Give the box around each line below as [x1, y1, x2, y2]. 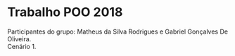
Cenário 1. [7, 42, 37, 50]
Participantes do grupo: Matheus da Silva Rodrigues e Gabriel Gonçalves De [7, 27, 229, 36]
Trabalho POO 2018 [7, 4, 123, 20]
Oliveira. [7, 34, 32, 43]
